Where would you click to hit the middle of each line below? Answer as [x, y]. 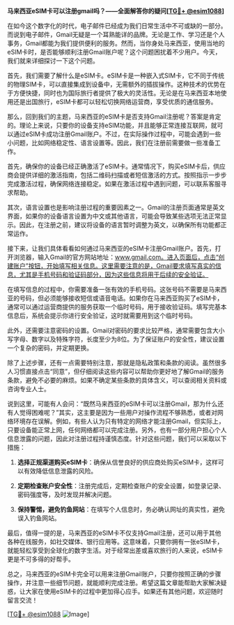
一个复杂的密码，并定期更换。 [50, 348]
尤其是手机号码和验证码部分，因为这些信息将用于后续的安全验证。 [114, 274]
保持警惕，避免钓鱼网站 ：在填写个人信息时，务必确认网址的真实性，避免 [121, 509]
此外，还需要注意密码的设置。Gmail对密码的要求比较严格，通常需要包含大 [113, 330]
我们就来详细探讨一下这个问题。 [53, 61]
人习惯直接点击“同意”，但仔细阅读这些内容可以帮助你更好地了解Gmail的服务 [116, 372]
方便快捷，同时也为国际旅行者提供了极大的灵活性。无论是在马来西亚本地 [117, 93]
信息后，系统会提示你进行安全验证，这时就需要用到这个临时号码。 [102, 316]
